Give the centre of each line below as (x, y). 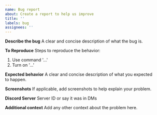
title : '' (15, 18)
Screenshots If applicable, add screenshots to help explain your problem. (78, 89)
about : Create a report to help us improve (50, 14)
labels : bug (17, 23)
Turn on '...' (23, 65)
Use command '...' (30, 60)
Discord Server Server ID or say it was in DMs (51, 98)
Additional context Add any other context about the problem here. (71, 108)
